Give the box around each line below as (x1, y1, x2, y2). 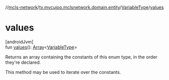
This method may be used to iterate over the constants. (5, 69, 121, 75)
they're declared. (5, 59, 41, 65)
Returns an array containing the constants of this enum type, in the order (5, 54, 158, 60)
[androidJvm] (5, 38, 34, 45)
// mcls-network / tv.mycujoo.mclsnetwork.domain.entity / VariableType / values (5, 5, 164, 10)
